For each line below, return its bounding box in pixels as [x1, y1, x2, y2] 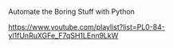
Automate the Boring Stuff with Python [8, 7, 136, 16]
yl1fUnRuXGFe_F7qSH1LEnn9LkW [8, 31, 119, 40]
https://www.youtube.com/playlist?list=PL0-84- [8, 22, 166, 31]
